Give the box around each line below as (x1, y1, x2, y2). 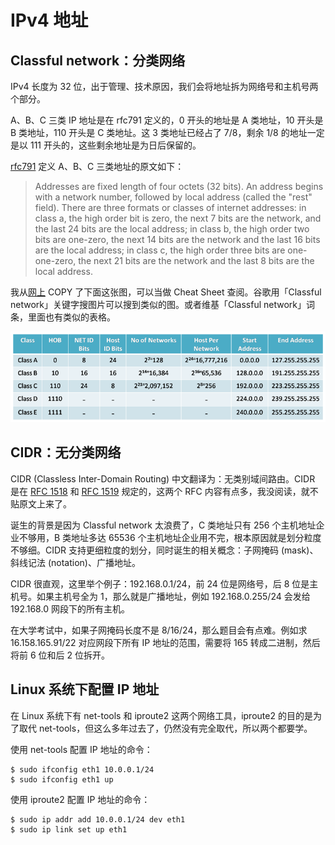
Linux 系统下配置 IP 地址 (10, 681, 160, 698)
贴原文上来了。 (10, 497, 72, 510)
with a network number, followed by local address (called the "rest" (34, 191, 313, 203)
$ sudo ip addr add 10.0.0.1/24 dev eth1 (10, 814, 186, 825)
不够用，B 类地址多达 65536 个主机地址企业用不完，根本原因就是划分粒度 (18, 531, 322, 543)
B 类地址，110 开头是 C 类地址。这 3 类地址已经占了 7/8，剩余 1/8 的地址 (10, 127, 308, 138)
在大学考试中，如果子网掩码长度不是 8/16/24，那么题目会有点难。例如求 (10, 624, 308, 636)
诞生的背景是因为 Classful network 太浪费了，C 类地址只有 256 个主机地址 (10, 519, 317, 531)
